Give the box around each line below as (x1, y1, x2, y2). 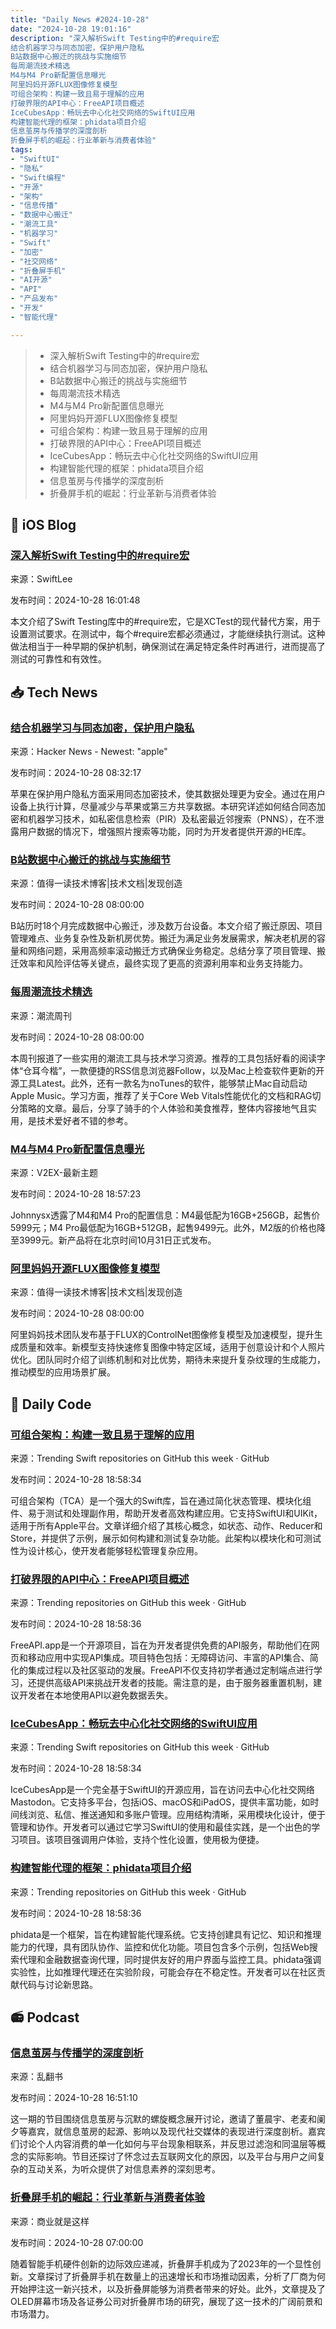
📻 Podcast (10, 2009, 80, 2026)
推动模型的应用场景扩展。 (10, 1366, 116, 1378)
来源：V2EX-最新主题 (10, 1166, 99, 1178)
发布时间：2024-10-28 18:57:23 (10, 1187, 142, 1200)
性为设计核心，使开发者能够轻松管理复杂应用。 (10, 1544, 203, 1556)
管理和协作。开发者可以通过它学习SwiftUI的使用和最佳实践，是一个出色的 (10, 1821, 312, 1833)
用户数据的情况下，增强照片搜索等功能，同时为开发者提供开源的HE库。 (18, 826, 312, 837)
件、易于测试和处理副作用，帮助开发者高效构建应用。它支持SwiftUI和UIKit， (10, 1507, 323, 1519)
